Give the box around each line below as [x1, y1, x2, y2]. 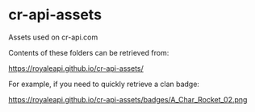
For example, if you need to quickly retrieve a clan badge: [8, 79, 200, 89]
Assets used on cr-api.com [8, 32, 98, 42]
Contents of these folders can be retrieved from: [8, 48, 169, 57]
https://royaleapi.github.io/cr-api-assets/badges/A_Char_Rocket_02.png [8, 94, 248, 104]
